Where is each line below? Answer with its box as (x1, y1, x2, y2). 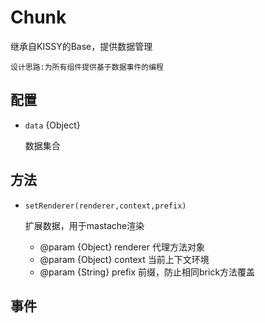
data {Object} (24, 119, 81, 131)
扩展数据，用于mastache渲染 (24, 219, 145, 231)
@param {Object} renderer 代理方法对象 (39, 241, 205, 253)
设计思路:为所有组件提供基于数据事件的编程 (10, 62, 164, 72)
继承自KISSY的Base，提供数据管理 (10, 40, 153, 52)
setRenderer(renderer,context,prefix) (24, 201, 187, 211)
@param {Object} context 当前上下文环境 (39, 253, 210, 265)
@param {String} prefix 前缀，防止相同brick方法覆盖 (39, 266, 256, 278)
